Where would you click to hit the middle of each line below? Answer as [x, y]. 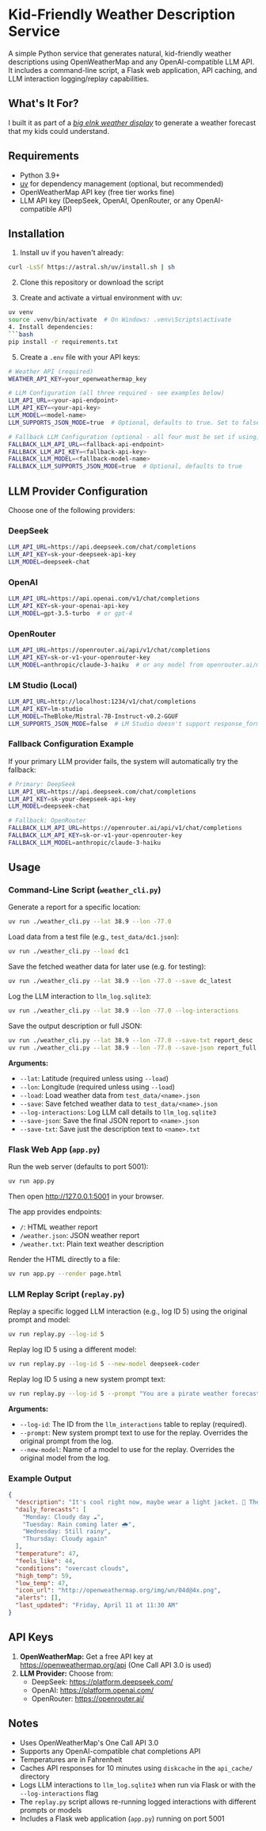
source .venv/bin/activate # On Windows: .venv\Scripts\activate [120, 320]
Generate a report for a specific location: [74, 907]
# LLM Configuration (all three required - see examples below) [116, 393]
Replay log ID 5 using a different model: [72, 1349]
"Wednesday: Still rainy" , [67, 1531]
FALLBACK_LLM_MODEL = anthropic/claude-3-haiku [84, 843]
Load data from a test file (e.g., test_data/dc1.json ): [94, 937]
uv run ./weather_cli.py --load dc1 [68, 952]
